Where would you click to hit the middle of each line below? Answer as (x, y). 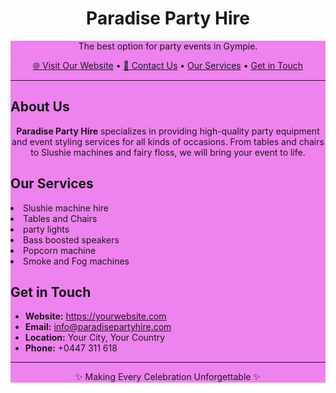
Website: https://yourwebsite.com (95, 316)
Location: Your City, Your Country (95, 338)
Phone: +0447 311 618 (71, 348)
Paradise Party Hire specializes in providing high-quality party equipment (168, 131)
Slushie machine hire (66, 208)
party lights (46, 229)
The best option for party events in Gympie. (168, 46)
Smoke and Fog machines (76, 261)
